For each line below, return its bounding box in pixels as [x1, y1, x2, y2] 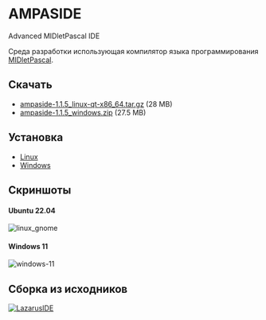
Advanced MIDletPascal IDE [8, 31, 100, 41]
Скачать [8, 78, 53, 92]
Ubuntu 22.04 [8, 205, 56, 215]
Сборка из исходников [8, 282, 128, 295]
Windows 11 [8, 241, 49, 251]
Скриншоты [8, 183, 72, 197]
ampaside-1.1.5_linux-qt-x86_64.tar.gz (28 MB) [19, 99, 173, 108]
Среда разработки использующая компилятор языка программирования [8, 46, 259, 56]
